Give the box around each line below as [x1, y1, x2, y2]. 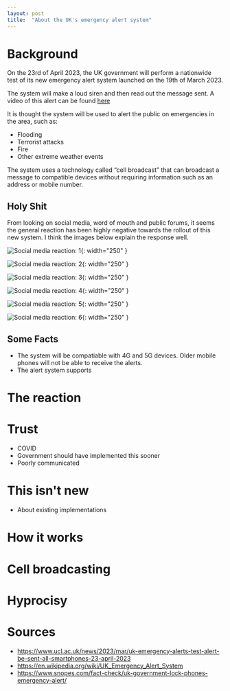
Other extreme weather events [16, 153, 104, 161]
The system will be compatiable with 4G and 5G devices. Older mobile [16, 351, 216, 360]
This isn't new [7, 483, 89, 498]
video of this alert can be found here [7, 97, 111, 105]
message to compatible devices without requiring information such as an [7, 173, 214, 182]
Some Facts [7, 333, 59, 344]
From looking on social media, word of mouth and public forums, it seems [7, 219, 215, 227]
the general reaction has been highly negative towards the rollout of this [7, 226, 211, 234]
